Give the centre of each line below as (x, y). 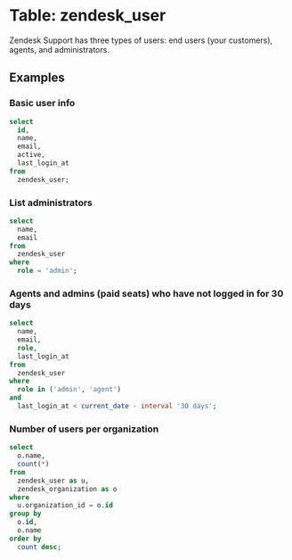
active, (32, 155)
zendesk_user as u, (53, 481)
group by (25, 514)
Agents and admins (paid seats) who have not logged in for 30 (146, 293)
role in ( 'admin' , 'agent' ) (69, 390)
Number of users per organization (84, 429)
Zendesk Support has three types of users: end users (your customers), (141, 40)
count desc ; (40, 547)
